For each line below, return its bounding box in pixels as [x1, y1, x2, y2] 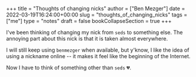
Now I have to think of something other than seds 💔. [6, 64, 131, 71]
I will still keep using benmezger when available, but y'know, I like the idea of [6, 46, 189, 53]
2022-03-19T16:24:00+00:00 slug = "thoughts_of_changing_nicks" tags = [6, 11, 188, 18]
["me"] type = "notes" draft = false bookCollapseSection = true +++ [6, 18, 172, 24]
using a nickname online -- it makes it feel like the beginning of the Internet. [6, 53, 191, 59]
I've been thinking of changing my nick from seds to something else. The [6, 29, 183, 36]
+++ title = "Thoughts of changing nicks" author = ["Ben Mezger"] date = [6, 5, 185, 12]
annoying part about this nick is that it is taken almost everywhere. [6, 35, 168, 42]
